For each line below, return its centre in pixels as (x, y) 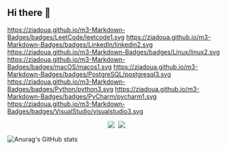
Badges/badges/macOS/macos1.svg (60, 66)
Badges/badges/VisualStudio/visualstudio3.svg (75, 111)
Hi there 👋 (29, 13)
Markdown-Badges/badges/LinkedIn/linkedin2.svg (80, 44)
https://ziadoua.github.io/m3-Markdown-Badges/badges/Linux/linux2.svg (113, 52)
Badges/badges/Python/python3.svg (60, 89)
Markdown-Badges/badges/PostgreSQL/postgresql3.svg (89, 74)
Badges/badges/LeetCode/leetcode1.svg (66, 37)
